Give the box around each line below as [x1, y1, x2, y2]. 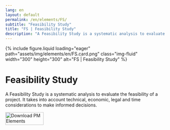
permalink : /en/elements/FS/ [5, 17, 67, 22]
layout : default [5, 12, 40, 17]
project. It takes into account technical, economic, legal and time [5, 96, 141, 102]
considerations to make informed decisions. [5, 102, 97, 108]
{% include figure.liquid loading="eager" [5, 46, 91, 51]
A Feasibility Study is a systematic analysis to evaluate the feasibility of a [5, 91, 158, 97]
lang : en [5, 7, 24, 13]
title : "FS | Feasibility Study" [5, 27, 76, 32]
